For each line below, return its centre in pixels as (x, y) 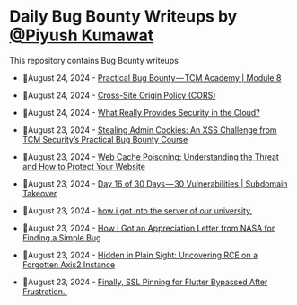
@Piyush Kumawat (82, 35)
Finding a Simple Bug (61, 237)
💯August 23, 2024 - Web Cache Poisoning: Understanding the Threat (151, 157)
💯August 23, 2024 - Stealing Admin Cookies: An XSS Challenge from (149, 130)
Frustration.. (45, 291)
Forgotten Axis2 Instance (69, 264)
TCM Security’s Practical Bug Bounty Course (105, 139)
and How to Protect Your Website (84, 166)
